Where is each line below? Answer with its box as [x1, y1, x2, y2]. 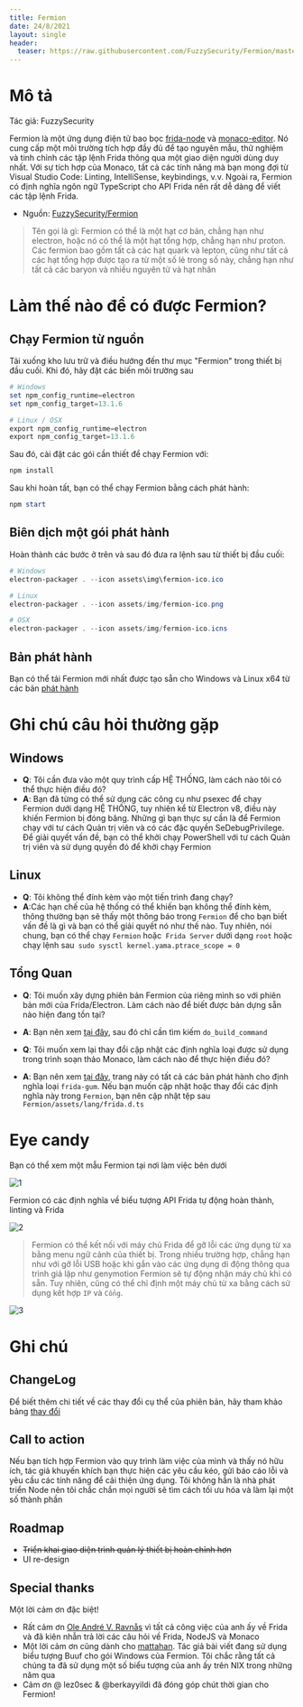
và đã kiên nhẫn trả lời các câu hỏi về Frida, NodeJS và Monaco [22, 1631, 260, 1642]
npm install [9, 466, 54, 475]
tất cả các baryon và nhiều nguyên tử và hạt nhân [31, 264, 216, 275]
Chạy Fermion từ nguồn [9, 331, 144, 347]
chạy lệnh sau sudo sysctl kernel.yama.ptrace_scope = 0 [22, 939, 241, 950]
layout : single [9, 30, 67, 39]
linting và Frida [9, 1204, 65, 1215]
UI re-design [22, 1554, 69, 1565]
